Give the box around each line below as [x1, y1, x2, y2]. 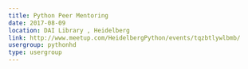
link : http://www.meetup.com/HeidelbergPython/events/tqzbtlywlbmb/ [8, 33, 241, 42]
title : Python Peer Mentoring [8, 11, 109, 20]
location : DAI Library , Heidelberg [8, 26, 130, 34]
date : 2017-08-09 [8, 19, 66, 27]
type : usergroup [8, 48, 62, 56]
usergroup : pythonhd [8, 41, 77, 49]
